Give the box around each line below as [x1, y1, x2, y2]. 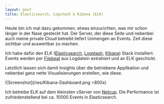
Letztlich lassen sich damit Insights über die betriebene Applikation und [5, 64, 149, 71]
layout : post [5, 7, 32, 12]
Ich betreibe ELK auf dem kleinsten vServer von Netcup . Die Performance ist [5, 89, 159, 95]
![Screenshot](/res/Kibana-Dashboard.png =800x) [5, 79, 106, 85]
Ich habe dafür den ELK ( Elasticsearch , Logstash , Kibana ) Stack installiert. [5, 50, 154, 56]
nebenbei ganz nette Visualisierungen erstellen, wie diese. [5, 70, 123, 76]
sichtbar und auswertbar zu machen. [5, 41, 80, 46]
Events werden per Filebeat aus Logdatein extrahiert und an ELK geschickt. [5, 55, 157, 61]
